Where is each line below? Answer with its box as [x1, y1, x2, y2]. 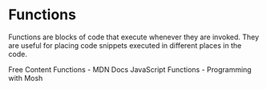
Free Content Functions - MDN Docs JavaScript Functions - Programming [8, 64, 252, 74]
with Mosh [8, 73, 43, 83]
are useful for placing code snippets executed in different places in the [8, 40, 242, 50]
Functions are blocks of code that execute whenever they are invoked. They [8, 32, 259, 42]
